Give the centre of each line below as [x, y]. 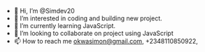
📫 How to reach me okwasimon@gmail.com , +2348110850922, [106, 41]
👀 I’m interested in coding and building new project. [88, 18]
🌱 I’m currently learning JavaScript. [65, 26]
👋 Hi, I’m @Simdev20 [44, 11]
